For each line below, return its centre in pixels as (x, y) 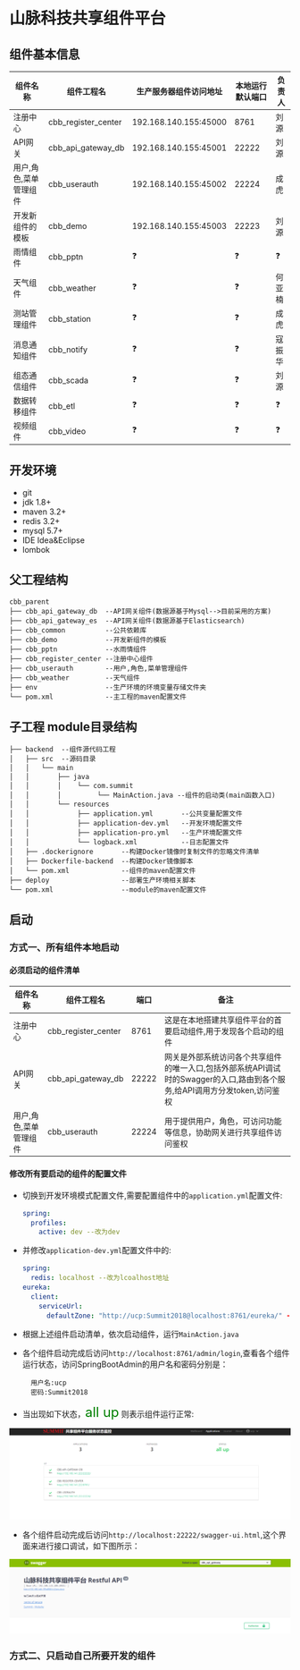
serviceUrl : (61, 1306)
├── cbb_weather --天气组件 (75, 678)
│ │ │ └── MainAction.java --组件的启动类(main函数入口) (142, 796)
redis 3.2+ (41, 521)
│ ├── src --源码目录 (53, 759)
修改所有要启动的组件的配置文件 (68, 1174)
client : (45, 1297)
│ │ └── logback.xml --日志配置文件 (119, 843)
